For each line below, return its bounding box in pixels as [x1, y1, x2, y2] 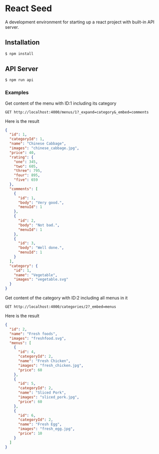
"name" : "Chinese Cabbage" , [9, 141, 67, 146]
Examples [5, 89, 29, 96]
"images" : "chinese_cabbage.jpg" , [9, 146, 79, 151]
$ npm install [5, 51, 34, 56]
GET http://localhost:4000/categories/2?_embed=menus [5, 304, 117, 309]
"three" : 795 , [14, 169, 42, 173]
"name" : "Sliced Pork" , [18, 390, 67, 395]
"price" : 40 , [9, 150, 36, 155]
